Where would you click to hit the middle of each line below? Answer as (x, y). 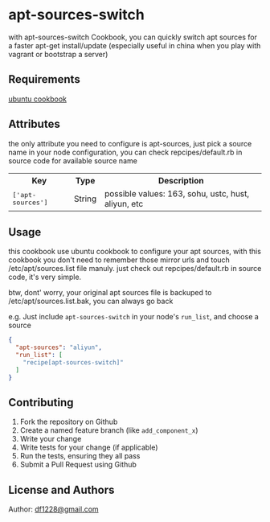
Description (181, 180)
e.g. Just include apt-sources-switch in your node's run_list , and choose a (133, 317)
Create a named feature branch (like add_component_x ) (109, 430)
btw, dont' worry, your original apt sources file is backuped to (110, 293)
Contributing (41, 403)
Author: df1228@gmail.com (53, 509)
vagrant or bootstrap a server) (58, 54)
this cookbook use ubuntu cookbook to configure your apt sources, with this (135, 252)
